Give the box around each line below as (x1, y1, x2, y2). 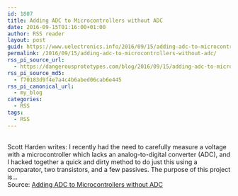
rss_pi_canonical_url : (7, 83, 74, 90)
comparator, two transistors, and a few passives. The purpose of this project (7, 165, 231, 173)
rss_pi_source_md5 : (7, 69, 65, 76)
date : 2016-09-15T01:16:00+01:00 (7, 23, 106, 30)
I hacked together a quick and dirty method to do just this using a (7, 157, 198, 166)
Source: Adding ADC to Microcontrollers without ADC (7, 180, 164, 188)
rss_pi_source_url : (7, 57, 65, 64)
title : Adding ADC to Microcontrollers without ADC (7, 17, 163, 24)
